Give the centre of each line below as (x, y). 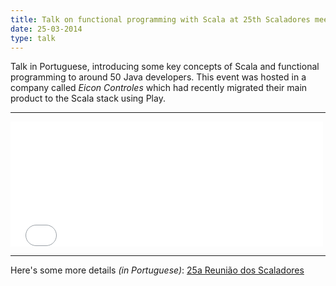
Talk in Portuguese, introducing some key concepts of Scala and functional (165, 67)
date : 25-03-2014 (46, 29)
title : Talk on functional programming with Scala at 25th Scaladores (160, 19)
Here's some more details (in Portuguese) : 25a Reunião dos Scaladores (157, 270)
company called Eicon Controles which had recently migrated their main (159, 88)
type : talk (33, 38)
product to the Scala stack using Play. (88, 98)
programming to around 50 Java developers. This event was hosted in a (158, 77)
